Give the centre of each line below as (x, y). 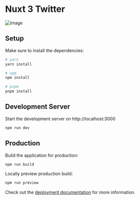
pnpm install (19, 91)
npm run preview (22, 183)
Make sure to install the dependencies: (45, 50)
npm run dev (17, 128)
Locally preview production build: (39, 174)
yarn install (19, 64)
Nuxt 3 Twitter (35, 9)
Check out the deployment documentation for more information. (70, 193)
